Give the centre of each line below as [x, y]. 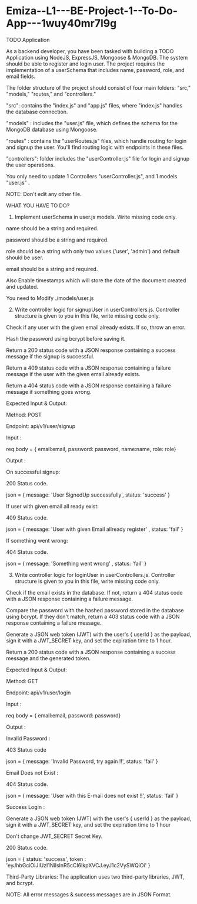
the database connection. [37, 112]
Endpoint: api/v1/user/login [39, 693]
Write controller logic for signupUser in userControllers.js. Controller [97, 309]
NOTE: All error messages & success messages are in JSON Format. [89, 894]
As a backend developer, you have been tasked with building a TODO [90, 51]
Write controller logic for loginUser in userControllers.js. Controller [95, 575]
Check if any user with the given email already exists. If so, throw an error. [96, 327]
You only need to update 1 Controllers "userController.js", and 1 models [92, 176]
